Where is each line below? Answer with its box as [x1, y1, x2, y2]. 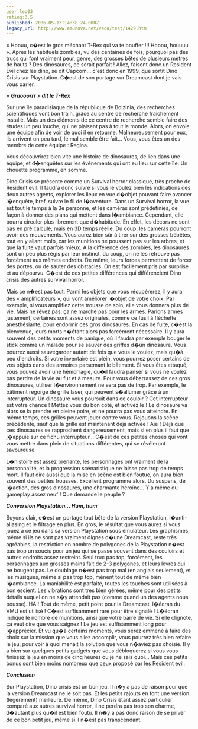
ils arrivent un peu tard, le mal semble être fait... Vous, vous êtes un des [6, 135, 181, 142]
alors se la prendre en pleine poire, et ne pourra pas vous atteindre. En [6, 408, 178, 415]
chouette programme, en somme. [6, 167, 87, 174]
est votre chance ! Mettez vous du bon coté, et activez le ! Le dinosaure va [6, 402, 188, 409]
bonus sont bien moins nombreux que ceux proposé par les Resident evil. [6, 660, 185, 667]
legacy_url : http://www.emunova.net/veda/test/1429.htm [6, 25, 147, 31]
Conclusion [6, 671, 35, 679]
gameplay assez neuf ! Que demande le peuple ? [6, 491, 125, 498]
